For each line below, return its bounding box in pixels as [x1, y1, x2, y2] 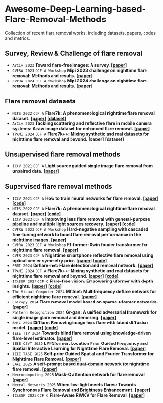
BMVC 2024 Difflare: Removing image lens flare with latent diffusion [12, 320, 148, 325]
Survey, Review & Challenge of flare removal [5, 49, 143, 58]
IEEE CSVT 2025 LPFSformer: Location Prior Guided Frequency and [12, 341, 148, 346]
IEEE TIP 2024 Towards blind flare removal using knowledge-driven [12, 330, 151, 336]
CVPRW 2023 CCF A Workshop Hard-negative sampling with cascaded [12, 226, 149, 232]
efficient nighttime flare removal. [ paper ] [12, 294, 97, 300]
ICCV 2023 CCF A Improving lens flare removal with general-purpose [12, 216, 151, 222]
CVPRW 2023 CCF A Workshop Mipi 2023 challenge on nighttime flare [12, 67, 147, 73]
